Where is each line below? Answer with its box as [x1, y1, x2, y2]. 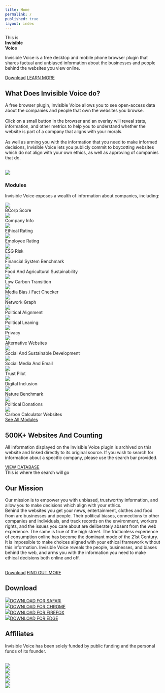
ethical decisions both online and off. [5, 554, 80, 560]
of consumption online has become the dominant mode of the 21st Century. [5, 534, 159, 540]
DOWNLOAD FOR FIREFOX [10, 609, 65, 615]
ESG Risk [5, 248, 24, 254]
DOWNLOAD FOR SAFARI [10, 598, 62, 603]
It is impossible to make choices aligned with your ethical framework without [5, 539, 161, 545]
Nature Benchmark [5, 391, 43, 397]
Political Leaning [5, 320, 38, 325]
